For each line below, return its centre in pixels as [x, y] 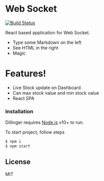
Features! [26, 74]
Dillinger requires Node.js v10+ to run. [45, 122]
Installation [19, 111]
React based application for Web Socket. [48, 32]
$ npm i [13, 142]
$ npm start [18, 146]
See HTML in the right [35, 48]
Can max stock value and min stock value [56, 93]
